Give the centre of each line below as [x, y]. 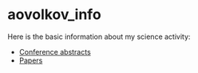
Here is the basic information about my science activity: [99, 36]
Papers [31, 60]
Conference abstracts [55, 52]
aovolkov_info [54, 15]
